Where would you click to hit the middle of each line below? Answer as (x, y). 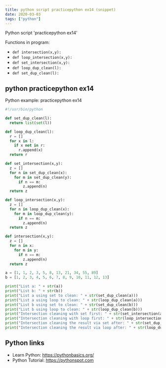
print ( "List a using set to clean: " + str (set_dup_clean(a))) (72, 295)
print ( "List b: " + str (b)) (34, 291)
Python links (25, 343)
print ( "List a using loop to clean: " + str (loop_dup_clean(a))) (74, 300)
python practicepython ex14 (50, 89)
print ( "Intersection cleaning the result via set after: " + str (74, 323)
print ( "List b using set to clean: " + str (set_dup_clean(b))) (72, 305)
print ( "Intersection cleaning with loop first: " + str (64, 319)
